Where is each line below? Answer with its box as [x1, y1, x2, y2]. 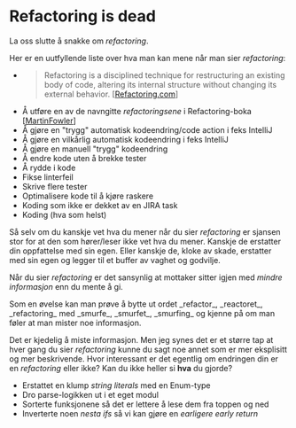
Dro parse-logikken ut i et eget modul [21, 389, 160, 400]
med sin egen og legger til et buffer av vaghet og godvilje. [9, 254, 222, 265]
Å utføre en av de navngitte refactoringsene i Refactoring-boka [21, 105, 253, 116]
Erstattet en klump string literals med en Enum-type [21, 379, 211, 391]
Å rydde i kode [21, 162, 76, 173]
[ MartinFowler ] [21, 115, 77, 126]
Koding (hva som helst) [21, 209, 107, 220]
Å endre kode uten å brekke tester [21, 152, 147, 163]
